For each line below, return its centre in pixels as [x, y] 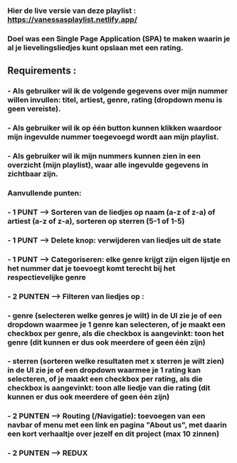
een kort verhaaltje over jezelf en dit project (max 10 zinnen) [113, 434]
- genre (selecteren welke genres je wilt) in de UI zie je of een [115, 315]
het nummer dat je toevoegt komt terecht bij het [91, 268]
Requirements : [42, 71]
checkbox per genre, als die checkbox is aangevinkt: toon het [116, 333]
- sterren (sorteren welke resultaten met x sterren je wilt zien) [116, 361]
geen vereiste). [34, 109]
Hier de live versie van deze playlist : [72, 11]
